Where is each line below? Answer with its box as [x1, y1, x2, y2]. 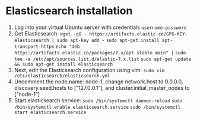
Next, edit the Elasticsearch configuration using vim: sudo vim [14, 66, 165, 73]
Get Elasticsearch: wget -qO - [14, 30, 87, 37]
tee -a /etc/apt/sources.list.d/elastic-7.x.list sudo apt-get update [14, 56, 192, 62]
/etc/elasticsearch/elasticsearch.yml [14, 73, 110, 79]
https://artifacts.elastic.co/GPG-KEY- [89, 31, 188, 37]
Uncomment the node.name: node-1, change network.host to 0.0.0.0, [14, 78, 183, 85]
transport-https [14, 43, 55, 50]
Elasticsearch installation [5, 4, 133, 18]
